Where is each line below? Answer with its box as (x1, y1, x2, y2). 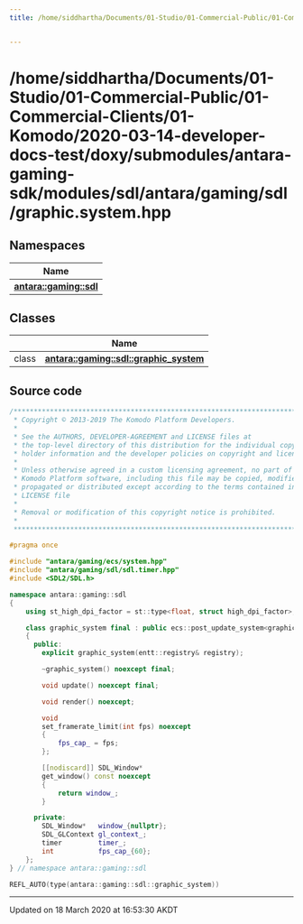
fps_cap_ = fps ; (57, 739, 119, 748)
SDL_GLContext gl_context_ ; (41, 830, 147, 839)
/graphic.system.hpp (9, 202, 171, 222)
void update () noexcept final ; (41, 680, 160, 690)
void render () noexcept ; (41, 697, 135, 707)
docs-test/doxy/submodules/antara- (9, 144, 292, 165)
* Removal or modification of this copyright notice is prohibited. (13, 507, 277, 517)
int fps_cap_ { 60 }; (41, 846, 151, 855)
